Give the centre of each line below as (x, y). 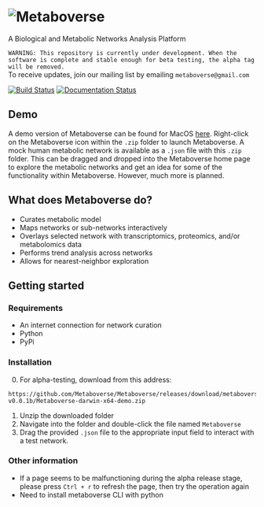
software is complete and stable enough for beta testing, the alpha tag (132, 60)
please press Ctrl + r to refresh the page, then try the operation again (134, 486)
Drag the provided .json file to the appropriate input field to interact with (137, 432)
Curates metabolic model (60, 219)
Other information (43, 461)
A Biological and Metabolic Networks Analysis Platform (97, 39)
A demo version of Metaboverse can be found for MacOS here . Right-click (128, 133)
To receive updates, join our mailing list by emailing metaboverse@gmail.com (129, 74)
